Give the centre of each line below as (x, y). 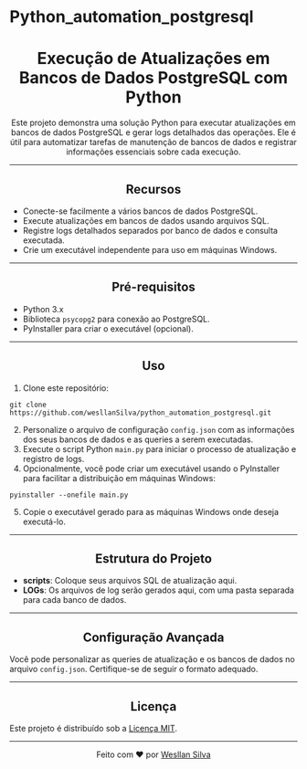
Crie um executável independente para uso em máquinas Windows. (150, 249)
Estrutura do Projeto (153, 558)
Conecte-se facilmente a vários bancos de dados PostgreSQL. (140, 211)
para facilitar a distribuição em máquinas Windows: (119, 478)
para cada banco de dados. (74, 600)
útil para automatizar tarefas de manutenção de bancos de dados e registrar (153, 142)
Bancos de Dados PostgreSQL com (153, 78)
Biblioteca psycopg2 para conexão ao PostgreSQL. (116, 319)
